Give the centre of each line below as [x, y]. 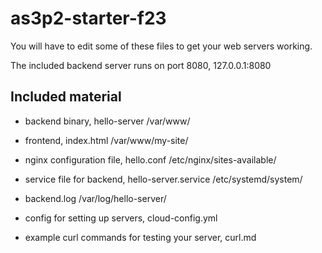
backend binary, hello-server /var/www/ [107, 121]
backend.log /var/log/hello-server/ [95, 198]
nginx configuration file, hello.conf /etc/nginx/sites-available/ [150, 159]
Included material [66, 97]
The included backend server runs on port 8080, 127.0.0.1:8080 [141, 65]
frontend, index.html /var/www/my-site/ [106, 140]
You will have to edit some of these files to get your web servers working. [161, 46]
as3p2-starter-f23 [88, 18]
